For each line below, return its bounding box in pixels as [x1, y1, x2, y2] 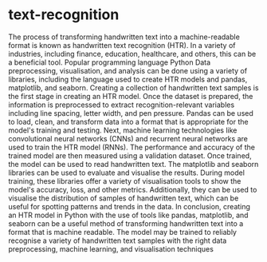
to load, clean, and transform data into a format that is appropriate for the [8, 117, 249, 126]
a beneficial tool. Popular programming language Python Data [8, 58, 211, 67]
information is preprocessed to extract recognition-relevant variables [8, 100, 235, 109]
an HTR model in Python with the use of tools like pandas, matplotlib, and [8, 210, 249, 220]
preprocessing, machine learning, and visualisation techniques [8, 244, 214, 253]
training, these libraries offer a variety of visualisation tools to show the [8, 176, 241, 185]
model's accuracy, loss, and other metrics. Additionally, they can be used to [8, 185, 257, 194]
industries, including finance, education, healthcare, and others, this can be [8, 49, 257, 58]
